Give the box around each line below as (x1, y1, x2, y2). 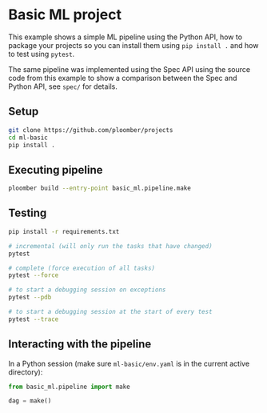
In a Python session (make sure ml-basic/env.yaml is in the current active (8, 359, 250, 368)
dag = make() (8, 397, 52, 405)
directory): (8, 367, 43, 377)
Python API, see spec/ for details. (8, 82, 118, 91)
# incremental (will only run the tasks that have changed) (8, 242, 213, 250)
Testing (8, 206, 47, 220)
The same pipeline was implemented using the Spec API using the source (8, 64, 250, 74)
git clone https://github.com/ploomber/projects (8, 126, 173, 134)
